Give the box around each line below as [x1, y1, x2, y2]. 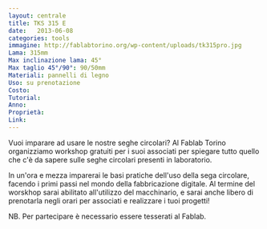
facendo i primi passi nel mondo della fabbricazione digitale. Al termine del [8, 179, 255, 188]
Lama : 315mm [8, 49, 48, 57]
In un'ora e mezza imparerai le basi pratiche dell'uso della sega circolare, [8, 170, 250, 180]
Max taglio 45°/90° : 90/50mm [8, 64, 106, 72]
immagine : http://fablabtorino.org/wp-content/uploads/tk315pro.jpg [8, 42, 242, 50]
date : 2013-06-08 [8, 26, 74, 34]
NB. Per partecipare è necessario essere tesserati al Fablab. [8, 211, 207, 221]
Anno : [8, 101, 26, 109]
